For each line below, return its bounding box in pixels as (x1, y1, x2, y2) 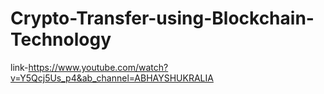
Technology (10, 28, 112, 51)
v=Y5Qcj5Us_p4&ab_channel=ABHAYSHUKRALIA (10, 72, 214, 84)
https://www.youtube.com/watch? (28, 61, 169, 73)
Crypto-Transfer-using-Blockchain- (10, 7, 315, 30)
